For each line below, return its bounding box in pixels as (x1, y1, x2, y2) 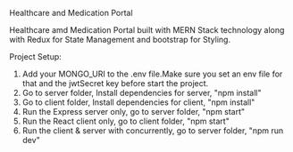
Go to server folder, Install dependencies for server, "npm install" (21, 88, 262, 98)
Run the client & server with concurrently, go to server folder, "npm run (21, 125, 284, 136)
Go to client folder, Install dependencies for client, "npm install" (21, 97, 255, 108)
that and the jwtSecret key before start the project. (21, 78, 209, 88)
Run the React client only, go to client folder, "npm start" (21, 116, 230, 126)
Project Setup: (9, 52, 63, 61)
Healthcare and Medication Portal (9, 8, 133, 18)
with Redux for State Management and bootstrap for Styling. (9, 35, 230, 44)
